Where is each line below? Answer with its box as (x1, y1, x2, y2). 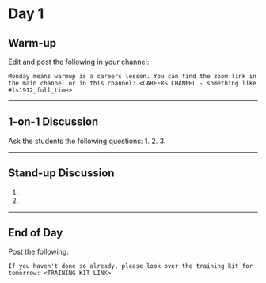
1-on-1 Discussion (8, 115, 99, 129)
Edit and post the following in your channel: (8, 57, 150, 66)
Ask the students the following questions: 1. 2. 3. (8, 136, 166, 145)
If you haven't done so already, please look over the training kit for (8, 262, 253, 270)
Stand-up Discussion (8, 167, 115, 180)
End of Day (8, 226, 63, 240)
